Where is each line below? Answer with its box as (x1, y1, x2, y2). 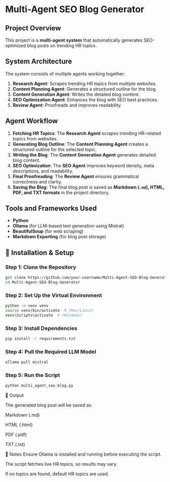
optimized (5, 43, 26, 49)
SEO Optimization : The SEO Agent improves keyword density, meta (12, 162, 154, 168)
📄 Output (5, 392, 24, 398)
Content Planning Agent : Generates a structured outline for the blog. (12, 86, 157, 92)
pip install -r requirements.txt (5, 336, 76, 342)
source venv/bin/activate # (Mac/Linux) (5, 308, 94, 313)
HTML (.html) (5, 422, 33, 428)
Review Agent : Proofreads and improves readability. (12, 102, 122, 108)
